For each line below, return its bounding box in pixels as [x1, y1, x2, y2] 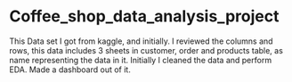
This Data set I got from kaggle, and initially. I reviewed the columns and [9, 36, 273, 46]
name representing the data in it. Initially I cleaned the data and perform [9, 54, 272, 65]
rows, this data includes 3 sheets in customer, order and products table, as [9, 45, 283, 55]
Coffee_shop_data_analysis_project [9, 6, 280, 27]
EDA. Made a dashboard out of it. [9, 64, 131, 75]
